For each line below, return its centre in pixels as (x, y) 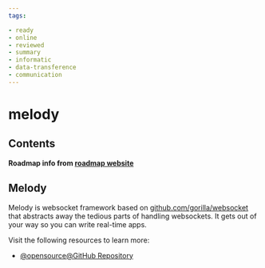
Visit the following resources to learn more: (79, 240)
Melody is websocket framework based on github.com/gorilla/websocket (129, 207)
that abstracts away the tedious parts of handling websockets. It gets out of (132, 216)
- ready (21, 30)
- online (23, 38)
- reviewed (26, 45)
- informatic (30, 60)
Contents (32, 144)
